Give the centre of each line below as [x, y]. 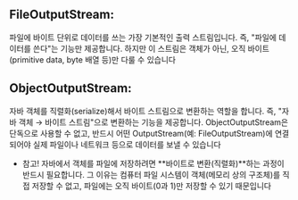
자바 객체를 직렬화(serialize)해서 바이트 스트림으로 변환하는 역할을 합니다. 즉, [143, 111]
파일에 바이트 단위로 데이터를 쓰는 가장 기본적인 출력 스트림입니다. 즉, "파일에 [143, 37]
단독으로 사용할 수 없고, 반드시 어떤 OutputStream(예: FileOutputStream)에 [141, 133]
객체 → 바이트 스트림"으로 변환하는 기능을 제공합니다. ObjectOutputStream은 [153, 122]
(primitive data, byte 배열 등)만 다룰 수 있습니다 [93, 59]
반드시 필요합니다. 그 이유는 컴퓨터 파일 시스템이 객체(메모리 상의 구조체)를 [151, 174]
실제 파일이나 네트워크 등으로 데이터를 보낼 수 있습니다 [127, 144]
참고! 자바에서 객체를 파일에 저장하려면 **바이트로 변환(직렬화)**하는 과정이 [153, 163]
